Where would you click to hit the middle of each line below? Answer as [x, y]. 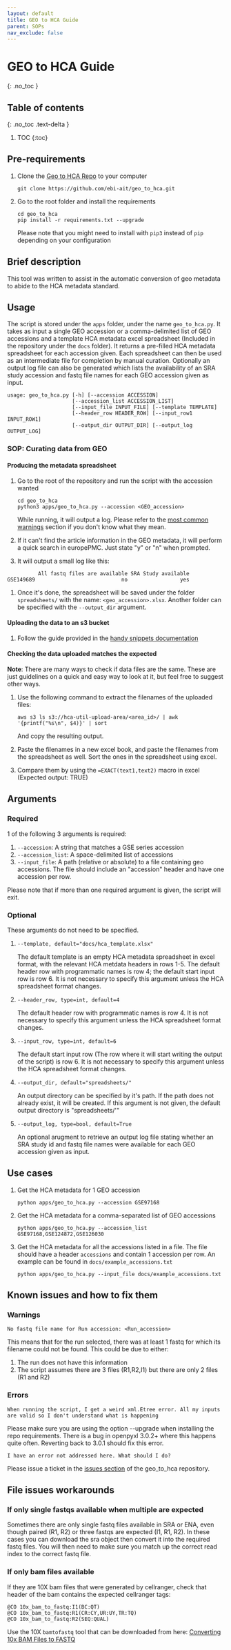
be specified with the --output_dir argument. [82, 607]
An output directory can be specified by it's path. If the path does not [115, 1095]
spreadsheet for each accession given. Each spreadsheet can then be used [114, 353]
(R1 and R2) [33, 1378]
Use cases [30, 1173]
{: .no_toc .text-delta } [38, 124]
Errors [18, 1395]
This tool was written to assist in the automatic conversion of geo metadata [114, 278]
